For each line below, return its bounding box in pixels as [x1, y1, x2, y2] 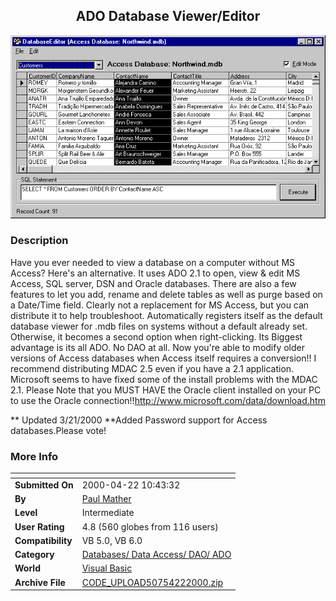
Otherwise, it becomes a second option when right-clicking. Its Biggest [10, 330, 303, 343]
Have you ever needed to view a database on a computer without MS [10, 256, 296, 268]
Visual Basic [81, 562, 133, 574]
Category [14, 549, 55, 561]
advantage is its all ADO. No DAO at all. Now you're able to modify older [10, 341, 306, 353]
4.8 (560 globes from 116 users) [81, 520, 219, 533]
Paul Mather [81, 493, 132, 505]
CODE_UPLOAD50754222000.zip [81, 576, 224, 588]
